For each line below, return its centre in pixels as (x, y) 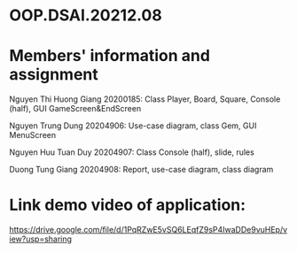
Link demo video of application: (128, 205)
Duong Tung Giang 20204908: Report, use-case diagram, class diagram (141, 170)
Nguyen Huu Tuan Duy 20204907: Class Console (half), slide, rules (132, 152)
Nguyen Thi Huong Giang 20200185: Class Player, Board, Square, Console (145, 99)
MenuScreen (32, 135)
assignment (54, 75)
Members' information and (110, 56)
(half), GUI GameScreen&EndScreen (75, 109)
